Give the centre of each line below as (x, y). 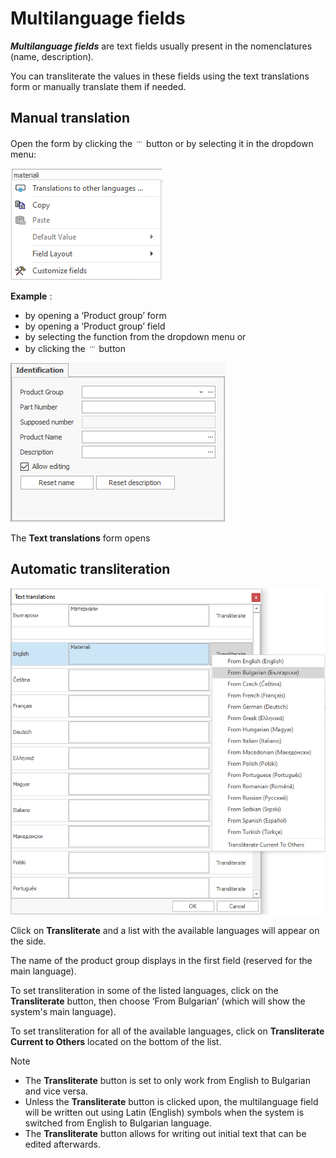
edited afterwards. (62, 1144)
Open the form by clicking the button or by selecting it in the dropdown (162, 143)
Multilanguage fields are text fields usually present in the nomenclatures (161, 46)
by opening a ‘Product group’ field (95, 326)
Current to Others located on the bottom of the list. (116, 1041)
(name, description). (52, 56)
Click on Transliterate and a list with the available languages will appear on (165, 930)
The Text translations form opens (80, 538)
